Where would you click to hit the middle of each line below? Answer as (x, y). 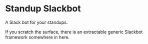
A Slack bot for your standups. (36, 22)
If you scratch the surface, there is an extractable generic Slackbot (74, 32)
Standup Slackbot (43, 9)
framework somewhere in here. (37, 37)
